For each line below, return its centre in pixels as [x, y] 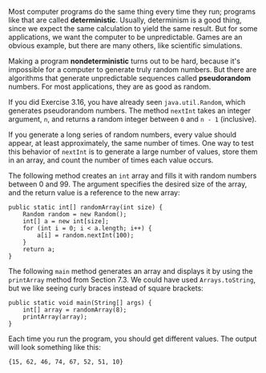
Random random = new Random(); [75, 215]
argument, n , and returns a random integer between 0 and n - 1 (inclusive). [133, 119]
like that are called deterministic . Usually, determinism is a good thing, [125, 20]
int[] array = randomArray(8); [75, 310]
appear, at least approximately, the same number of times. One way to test [131, 143]
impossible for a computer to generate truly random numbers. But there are [133, 70]
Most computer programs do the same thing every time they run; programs [132, 12]
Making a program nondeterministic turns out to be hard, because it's [124, 61]
